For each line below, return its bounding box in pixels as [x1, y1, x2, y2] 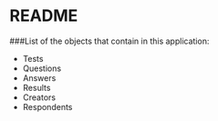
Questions [22, 63, 62, 74]
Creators [22, 92, 57, 103]
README [9, 5, 78, 26]
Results [22, 82, 51, 93]
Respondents [22, 101, 73, 112]
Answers [22, 72, 57, 83]
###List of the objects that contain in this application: [9, 35, 210, 46]
